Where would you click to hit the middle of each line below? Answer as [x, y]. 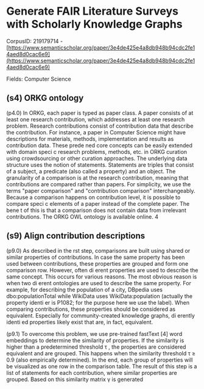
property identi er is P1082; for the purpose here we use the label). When [98, 302]
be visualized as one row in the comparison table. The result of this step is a [102, 366]
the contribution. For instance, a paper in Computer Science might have [96, 132]
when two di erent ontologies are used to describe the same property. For [99, 283]
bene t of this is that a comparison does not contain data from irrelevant [97, 210]
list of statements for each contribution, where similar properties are [92, 373]
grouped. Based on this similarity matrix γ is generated [75, 379]
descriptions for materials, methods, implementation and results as [90, 139]
